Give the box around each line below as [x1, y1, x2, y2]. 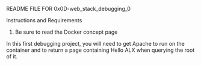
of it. [6, 53, 18, 60]
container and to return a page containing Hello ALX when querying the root [6, 46, 195, 54]
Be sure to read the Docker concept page [14, 28, 118, 36]
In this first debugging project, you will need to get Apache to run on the [6, 40, 185, 47]
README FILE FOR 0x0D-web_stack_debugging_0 [6, 5, 131, 12]
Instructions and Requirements [6, 17, 82, 23]
